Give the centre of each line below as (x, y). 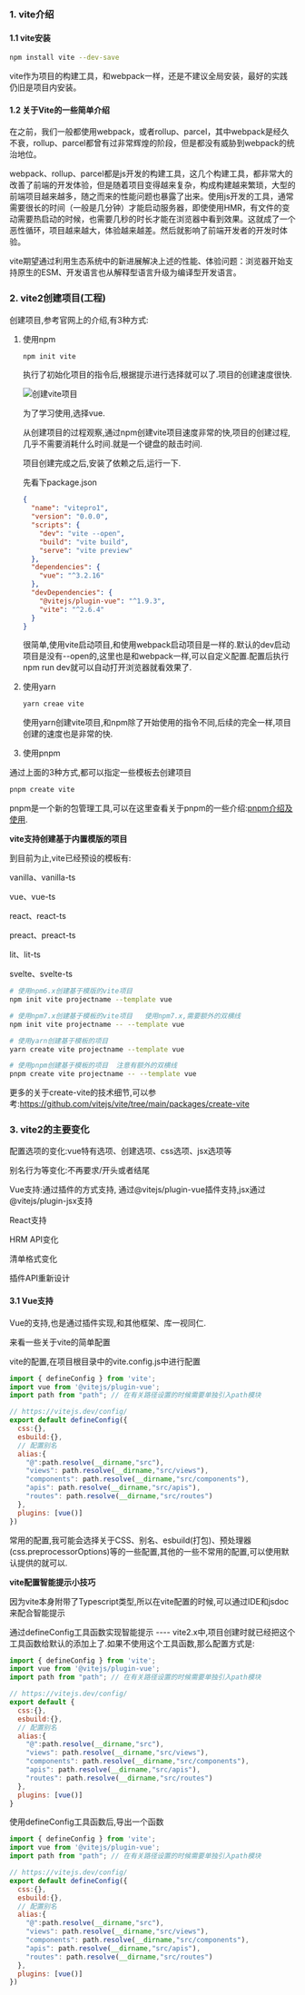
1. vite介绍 (32, 14)
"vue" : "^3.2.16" (72, 576)
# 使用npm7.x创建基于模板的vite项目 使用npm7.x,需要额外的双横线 (125, 1016)
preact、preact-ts (43, 935)
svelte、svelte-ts (41, 974)
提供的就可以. (42, 1563)
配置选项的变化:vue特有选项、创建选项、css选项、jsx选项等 (121, 1151)
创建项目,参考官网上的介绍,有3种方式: (79, 320)
